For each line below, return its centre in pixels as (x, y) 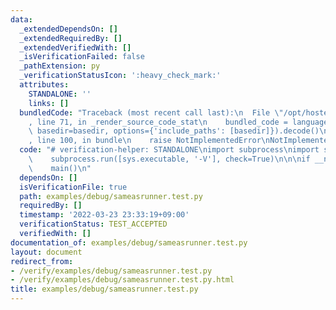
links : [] (49, 103)
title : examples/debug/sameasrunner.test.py (104, 289)
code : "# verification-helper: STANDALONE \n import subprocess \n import (169, 150)
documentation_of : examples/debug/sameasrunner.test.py (129, 242)
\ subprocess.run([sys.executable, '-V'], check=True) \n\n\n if (169, 159)
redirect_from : (42, 261)
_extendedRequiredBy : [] (71, 38)
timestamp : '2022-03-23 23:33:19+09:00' (104, 215)
